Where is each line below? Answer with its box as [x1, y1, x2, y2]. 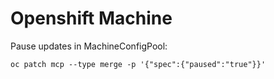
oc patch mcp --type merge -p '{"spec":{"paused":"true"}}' [10, 59, 267, 69]
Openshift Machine [10, 7, 173, 30]
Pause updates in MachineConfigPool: [10, 40, 168, 52]
